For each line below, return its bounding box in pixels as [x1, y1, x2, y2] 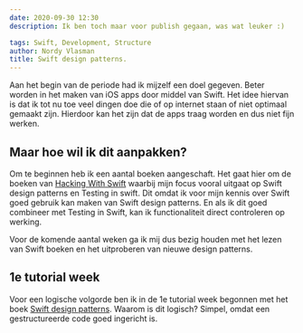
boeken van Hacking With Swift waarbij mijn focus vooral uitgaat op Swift [9, 177, 282, 188]
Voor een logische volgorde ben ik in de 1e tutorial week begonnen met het [9, 293, 289, 304]
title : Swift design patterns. [9, 55, 128, 64]
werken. [9, 119, 40, 129]
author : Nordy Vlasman [9, 46, 95, 55]
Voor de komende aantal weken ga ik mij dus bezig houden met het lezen [9, 233, 282, 244]
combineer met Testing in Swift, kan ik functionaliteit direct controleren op [9, 206, 285, 217]
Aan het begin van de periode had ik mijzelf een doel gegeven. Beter [9, 80, 265, 90]
